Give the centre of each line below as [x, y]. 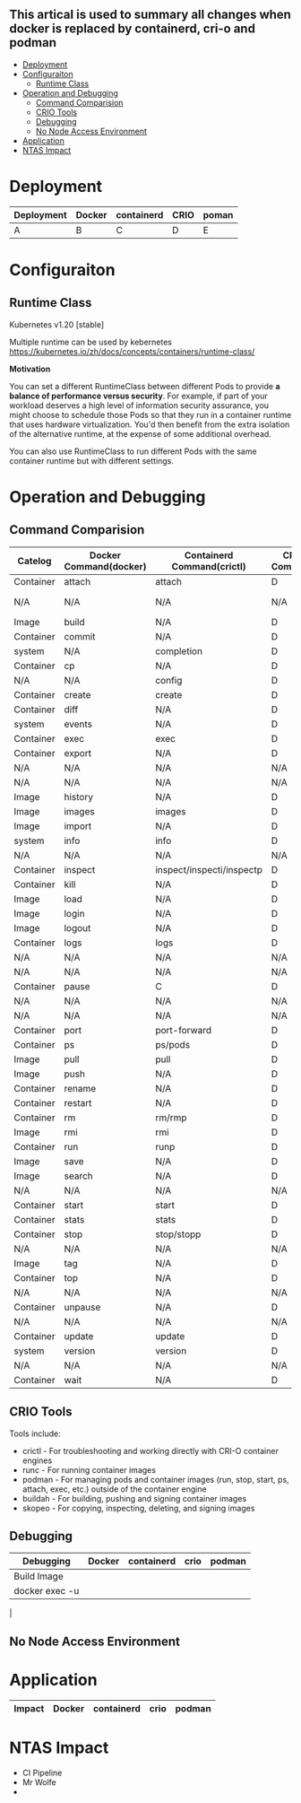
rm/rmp [171, 1118]
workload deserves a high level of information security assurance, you [139, 405]
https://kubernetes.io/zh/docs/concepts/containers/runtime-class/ [132, 351]
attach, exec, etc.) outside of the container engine [115, 1489]
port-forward [184, 1030]
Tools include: [35, 1433]
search [78, 1176]
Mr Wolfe [39, 1782]
